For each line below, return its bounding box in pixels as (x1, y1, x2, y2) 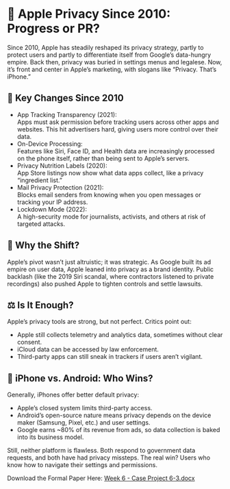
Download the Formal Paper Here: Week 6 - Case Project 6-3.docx (7, 474, 195, 482)
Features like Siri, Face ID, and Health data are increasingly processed (16, 147, 215, 155)
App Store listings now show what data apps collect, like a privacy (16, 168, 204, 177)
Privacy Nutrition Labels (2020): (16, 161, 107, 170)
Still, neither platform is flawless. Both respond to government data (7, 447, 196, 455)
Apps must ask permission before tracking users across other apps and (16, 118, 219, 126)
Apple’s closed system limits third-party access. (16, 404, 153, 412)
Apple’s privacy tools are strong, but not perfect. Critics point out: (7, 318, 192, 326)
